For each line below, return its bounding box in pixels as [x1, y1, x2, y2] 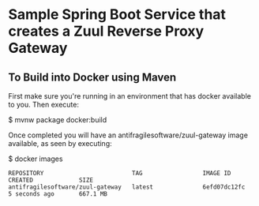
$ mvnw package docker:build [8, 115, 107, 124]
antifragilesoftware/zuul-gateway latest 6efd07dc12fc [8, 183, 246, 191]
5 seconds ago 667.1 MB [8, 190, 108, 198]
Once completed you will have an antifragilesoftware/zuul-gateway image [8, 130, 249, 140]
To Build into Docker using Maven [8, 70, 177, 84]
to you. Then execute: [8, 100, 79, 109]
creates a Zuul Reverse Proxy [8, 22, 205, 40]
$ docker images [8, 154, 63, 163]
